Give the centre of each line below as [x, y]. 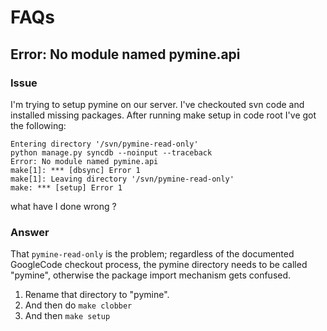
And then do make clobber [78, 305]
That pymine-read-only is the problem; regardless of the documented [152, 254]
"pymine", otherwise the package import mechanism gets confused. [151, 275]
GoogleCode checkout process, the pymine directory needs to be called [159, 265]
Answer [30, 232]
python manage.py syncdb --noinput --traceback [111, 152]
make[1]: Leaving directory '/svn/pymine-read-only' [122, 179]
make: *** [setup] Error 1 [66, 187]
